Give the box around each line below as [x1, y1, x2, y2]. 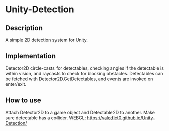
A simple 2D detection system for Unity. [5, 37, 88, 43]
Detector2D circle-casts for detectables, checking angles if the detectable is [5, 65, 164, 71]
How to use [5, 96, 41, 105]
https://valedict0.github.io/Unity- [87, 115, 155, 121]
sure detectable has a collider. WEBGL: [5, 115, 86, 121]
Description [5, 24, 43, 32]
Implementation [5, 52, 57, 60]
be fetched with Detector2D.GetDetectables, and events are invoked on [5, 76, 153, 82]
